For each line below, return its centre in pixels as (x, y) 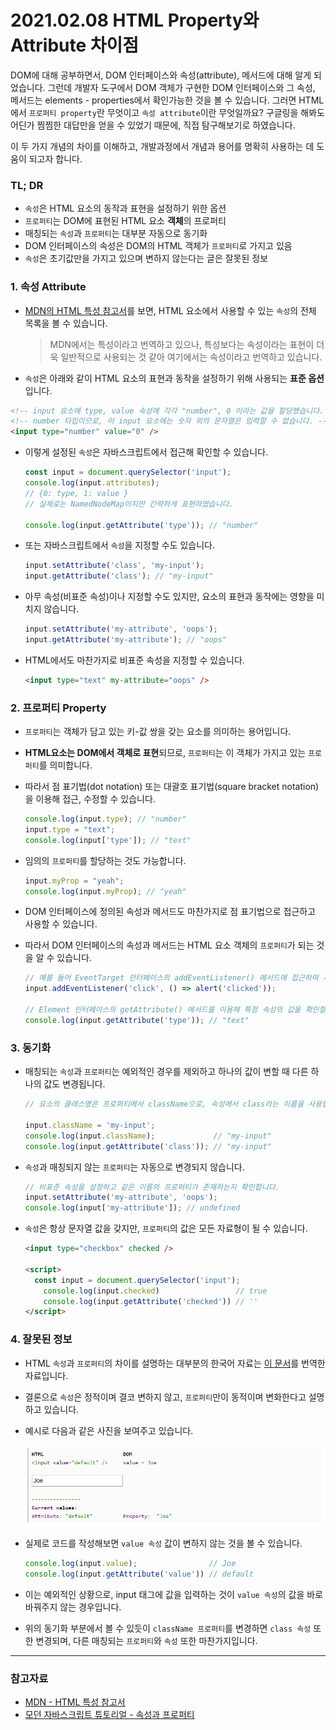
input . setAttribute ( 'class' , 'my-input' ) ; (114, 566)
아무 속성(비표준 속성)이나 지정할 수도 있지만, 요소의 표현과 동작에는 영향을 (169, 597)
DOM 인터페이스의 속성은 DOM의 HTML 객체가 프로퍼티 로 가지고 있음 (158, 246)
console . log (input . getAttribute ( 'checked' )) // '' (151, 1301)
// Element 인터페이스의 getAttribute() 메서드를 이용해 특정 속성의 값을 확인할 (175, 1010)
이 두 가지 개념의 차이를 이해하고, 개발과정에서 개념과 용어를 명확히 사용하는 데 (162, 146)
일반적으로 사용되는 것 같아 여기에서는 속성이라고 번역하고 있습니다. (191, 357)
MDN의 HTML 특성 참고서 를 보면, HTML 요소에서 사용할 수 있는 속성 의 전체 (170, 310)
